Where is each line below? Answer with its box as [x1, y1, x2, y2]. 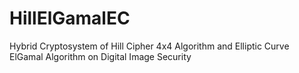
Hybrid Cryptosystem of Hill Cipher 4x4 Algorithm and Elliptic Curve [9, 40, 290, 52]
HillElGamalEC [9, 7, 131, 30]
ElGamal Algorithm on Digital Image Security [9, 50, 192, 62]
